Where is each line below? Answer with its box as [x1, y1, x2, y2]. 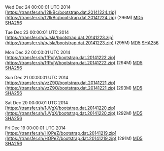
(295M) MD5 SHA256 [115, 40, 159, 46]
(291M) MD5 [117, 135, 143, 141]
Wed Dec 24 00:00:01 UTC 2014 [5, 4, 71, 10]
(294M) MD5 [116, 60, 143, 65]
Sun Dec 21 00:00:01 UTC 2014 [5, 75, 69, 80]
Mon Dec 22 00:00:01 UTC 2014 [5, 49, 70, 55]
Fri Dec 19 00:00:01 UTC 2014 [5, 125, 66, 131]
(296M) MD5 [117, 15, 143, 20]
